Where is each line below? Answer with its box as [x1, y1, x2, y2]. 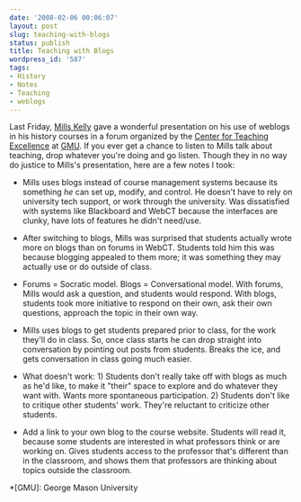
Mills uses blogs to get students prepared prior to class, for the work [22, 325, 277, 336]
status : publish [9, 38, 70, 48]
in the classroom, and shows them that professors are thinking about [22, 455, 277, 466]
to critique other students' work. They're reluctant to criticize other [22, 399, 270, 410]
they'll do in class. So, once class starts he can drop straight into [22, 335, 262, 345]
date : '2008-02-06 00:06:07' [9, 13, 119, 22]
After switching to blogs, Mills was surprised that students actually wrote [22, 233, 292, 244]
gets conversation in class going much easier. [22, 354, 192, 364]
